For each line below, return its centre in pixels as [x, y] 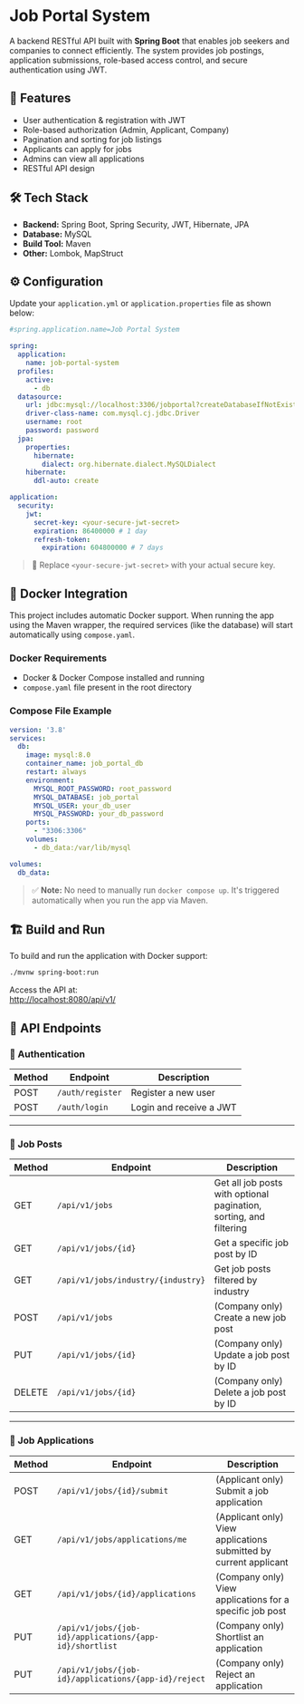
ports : [38, 823]
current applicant [252, 1562]
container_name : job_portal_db [85, 764]
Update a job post [252, 1355]
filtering [230, 1228]
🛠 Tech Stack [49, 198]
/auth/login [83, 1107]
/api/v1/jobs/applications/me [122, 1539]
